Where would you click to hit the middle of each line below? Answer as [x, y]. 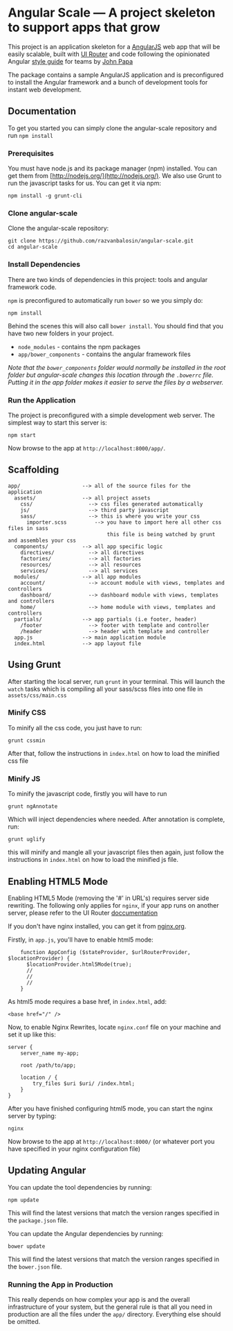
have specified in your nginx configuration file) [74, 1149]
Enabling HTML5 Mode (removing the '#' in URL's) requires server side [109, 898]
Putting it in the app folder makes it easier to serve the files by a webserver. [116, 382]
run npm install [31, 135]
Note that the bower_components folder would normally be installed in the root [117, 367]
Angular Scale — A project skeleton [112, 13]
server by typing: [32, 1116]
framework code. [32, 287]
